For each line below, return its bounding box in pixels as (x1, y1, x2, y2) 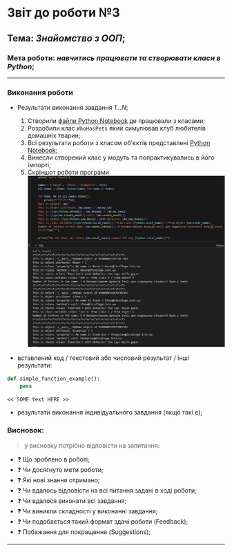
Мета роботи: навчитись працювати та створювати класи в (7, 53, 221, 63)
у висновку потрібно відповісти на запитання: (23, 441, 160, 450)
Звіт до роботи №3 (7, 5, 121, 21)
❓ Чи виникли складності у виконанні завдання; (17, 506, 158, 515)
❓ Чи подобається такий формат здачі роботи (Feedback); (17, 517, 188, 526)
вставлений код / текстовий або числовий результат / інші (17, 354, 190, 362)
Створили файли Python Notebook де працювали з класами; (27, 117, 206, 125)
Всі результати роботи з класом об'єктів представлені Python (27, 139, 211, 147)
